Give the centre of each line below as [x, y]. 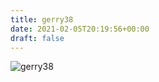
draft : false [37, 38]
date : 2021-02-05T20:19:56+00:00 [80, 29]
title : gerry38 [42, 19]
